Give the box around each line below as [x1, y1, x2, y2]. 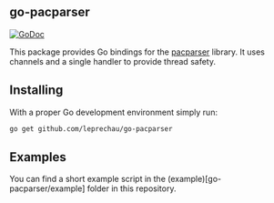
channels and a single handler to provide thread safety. [9, 56, 217, 66]
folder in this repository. [86, 183, 177, 194]
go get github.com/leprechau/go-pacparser [9, 124, 173, 133]
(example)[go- [167, 174, 221, 185]
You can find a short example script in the [9, 174, 167, 185]
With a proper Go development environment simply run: [9, 107, 218, 117]
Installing [9, 83, 64, 98]
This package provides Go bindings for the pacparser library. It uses [9, 46, 266, 57]
